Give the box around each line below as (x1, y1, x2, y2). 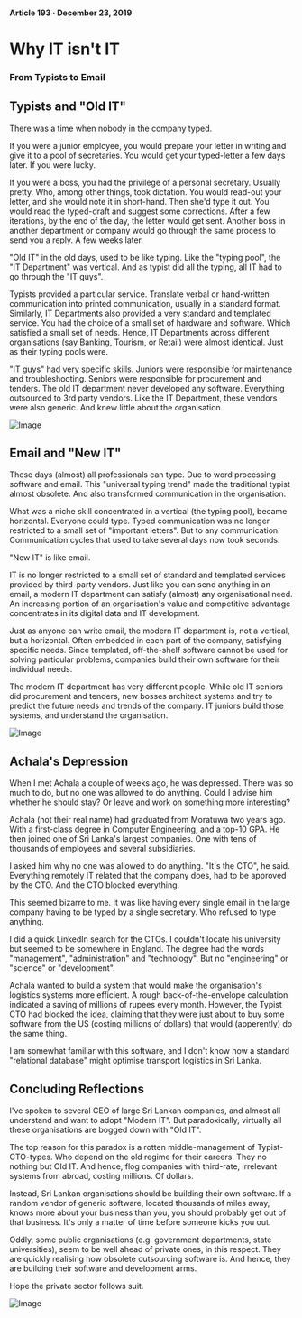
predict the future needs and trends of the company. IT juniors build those (9, 700, 284, 712)
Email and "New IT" (9, 445, 122, 460)
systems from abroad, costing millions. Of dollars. (9, 1170, 194, 1181)
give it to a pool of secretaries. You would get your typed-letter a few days (9, 150, 286, 161)
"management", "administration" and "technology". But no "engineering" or (9, 953, 288, 964)
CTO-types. (9, 1151, 53, 1162)
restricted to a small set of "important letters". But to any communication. (9, 525, 281, 536)
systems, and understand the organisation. (9, 710, 169, 721)
